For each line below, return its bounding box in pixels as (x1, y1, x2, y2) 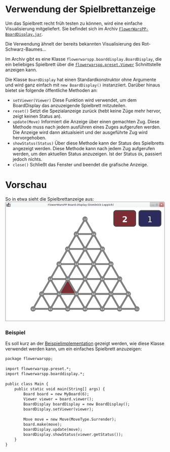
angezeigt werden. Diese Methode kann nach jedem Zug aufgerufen (12, 145, 155, 151)
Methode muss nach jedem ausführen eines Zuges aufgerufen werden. (12, 124, 161, 130)
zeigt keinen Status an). (12, 113, 62, 119)
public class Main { (5, 382, 49, 387)
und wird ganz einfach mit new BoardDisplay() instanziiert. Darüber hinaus (5, 82, 160, 88)
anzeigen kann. (5, 67, 37, 73)
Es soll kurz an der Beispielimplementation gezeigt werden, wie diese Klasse (5, 340, 164, 347)
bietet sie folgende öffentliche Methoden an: (5, 87, 98, 93)
